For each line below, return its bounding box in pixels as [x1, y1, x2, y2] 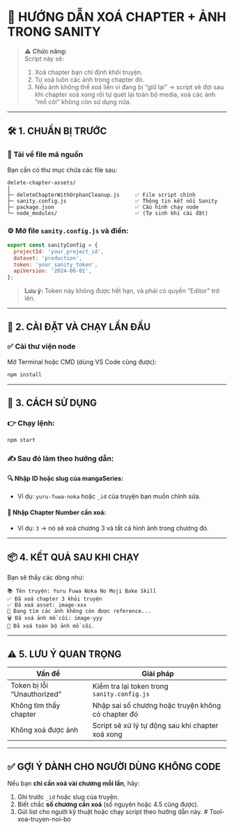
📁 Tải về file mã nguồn [7, 149, 84, 159]
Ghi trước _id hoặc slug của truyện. [17, 793, 120, 801]
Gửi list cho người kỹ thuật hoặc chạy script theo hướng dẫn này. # [17, 808, 208, 816]
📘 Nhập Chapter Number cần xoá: [7, 508, 107, 517]
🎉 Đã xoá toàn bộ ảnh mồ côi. [7, 623, 95, 630]
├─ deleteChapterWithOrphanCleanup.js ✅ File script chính [7, 191, 196, 198]
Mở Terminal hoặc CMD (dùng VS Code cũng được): [7, 357, 157, 366]
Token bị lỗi [10, 681, 49, 690]
